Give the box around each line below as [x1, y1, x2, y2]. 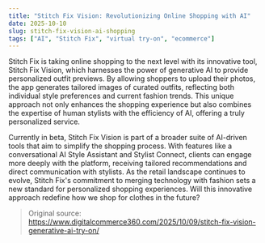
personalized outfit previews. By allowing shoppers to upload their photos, [8, 74, 256, 83]
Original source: [27, 208, 82, 219]
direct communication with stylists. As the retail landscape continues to [8, 167, 246, 177]
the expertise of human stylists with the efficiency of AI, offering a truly [8, 109, 245, 118]
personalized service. [8, 117, 81, 126]
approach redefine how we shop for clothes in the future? [8, 193, 200, 202]
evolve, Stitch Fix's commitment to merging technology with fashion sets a [8, 176, 256, 185]
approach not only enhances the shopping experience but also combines [8, 100, 252, 109]
